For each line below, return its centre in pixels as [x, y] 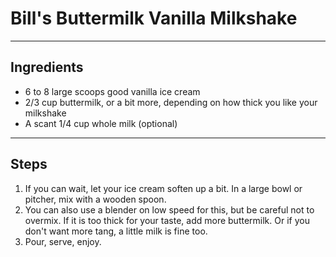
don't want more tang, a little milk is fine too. [116, 231]
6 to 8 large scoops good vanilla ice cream [112, 91]
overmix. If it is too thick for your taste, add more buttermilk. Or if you [167, 220]
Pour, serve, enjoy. [63, 241]
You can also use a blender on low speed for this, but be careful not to [169, 209]
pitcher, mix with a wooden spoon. [95, 199]
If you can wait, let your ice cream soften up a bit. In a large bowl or [163, 188]
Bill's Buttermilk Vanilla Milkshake [154, 18]
